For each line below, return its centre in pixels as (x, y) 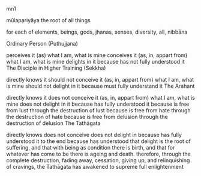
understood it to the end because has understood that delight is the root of (98, 141)
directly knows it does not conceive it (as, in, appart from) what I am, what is (100, 98)
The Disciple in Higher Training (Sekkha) (56, 68)
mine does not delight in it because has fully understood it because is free (98, 104)
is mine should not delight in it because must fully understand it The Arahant (100, 86)
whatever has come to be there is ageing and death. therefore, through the (98, 154)
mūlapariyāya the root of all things (49, 20)
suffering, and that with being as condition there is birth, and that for (91, 147)
